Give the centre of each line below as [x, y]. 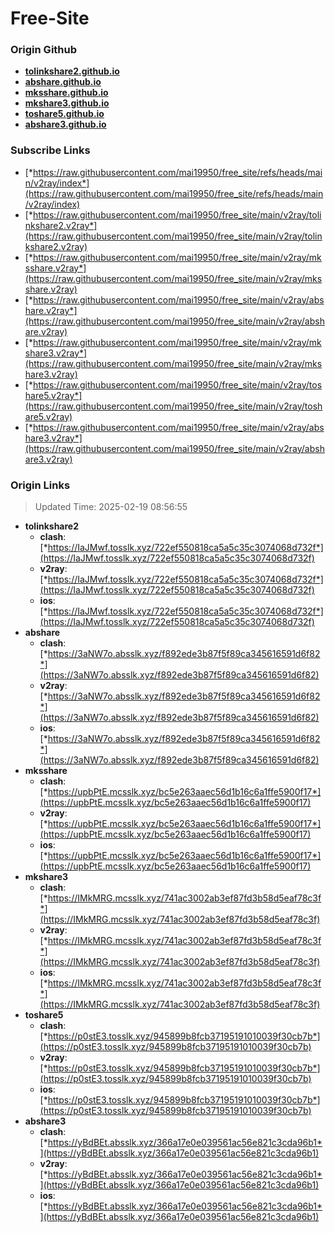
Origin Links [40, 485]
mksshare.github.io [66, 93]
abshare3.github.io [65, 124]
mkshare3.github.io [67, 103]
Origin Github [44, 50]
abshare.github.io [63, 82]
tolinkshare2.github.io [72, 71]
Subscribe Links [50, 150]
